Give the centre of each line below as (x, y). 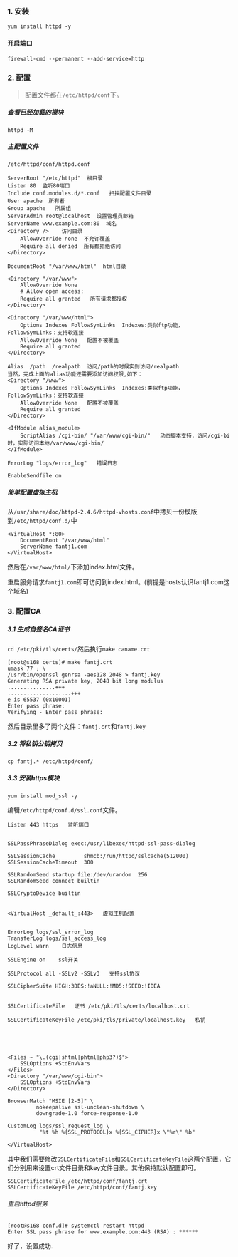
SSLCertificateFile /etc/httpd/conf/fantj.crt (77, 1181)
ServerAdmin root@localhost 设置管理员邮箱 (70, 216)
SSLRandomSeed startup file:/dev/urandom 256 (77, 874)
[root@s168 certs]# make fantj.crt (60, 662)
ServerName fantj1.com (54, 547)
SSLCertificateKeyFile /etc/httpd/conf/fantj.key (82, 1187)
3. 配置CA (24, 611)
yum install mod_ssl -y (43, 796)
